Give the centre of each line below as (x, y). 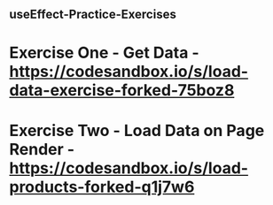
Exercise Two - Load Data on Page (137, 130)
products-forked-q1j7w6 (102, 187)
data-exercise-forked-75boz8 (122, 90)
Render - (42, 149)
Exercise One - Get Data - (104, 53)
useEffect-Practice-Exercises (93, 15)
